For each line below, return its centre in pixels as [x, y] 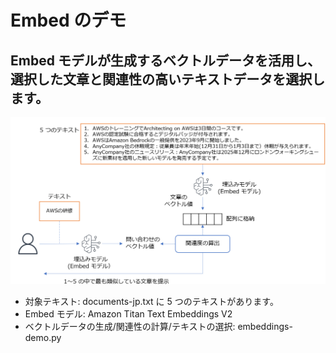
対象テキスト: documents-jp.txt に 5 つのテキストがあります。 [151, 302]
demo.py [43, 338]
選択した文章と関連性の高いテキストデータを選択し [168, 79]
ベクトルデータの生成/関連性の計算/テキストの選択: [130, 327]
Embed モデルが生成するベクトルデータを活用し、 [165, 60]
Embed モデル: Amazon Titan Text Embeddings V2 [128, 314]
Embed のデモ [68, 20]
